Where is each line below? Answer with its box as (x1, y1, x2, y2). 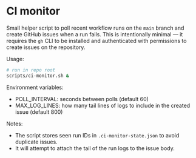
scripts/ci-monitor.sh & (6, 73, 69, 79)
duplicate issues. (15, 138, 58, 145)
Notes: (6, 120, 23, 127)
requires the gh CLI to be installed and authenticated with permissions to (6, 37, 187, 44)
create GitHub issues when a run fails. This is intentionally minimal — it (6, 30, 183, 38)
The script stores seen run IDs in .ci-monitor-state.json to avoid (15, 131, 180, 139)
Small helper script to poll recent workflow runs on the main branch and (6, 24, 184, 31)
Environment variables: (6, 84, 64, 91)
